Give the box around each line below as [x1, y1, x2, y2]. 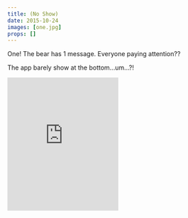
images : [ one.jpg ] [7, 23, 62, 31]
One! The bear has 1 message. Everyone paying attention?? [7, 50, 181, 58]
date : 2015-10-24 [7, 17, 59, 24]
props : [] [7, 30, 37, 38]
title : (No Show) [7, 10, 59, 18]
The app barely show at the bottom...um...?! [7, 63, 135, 72]
